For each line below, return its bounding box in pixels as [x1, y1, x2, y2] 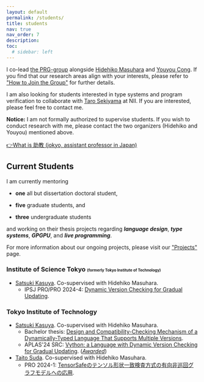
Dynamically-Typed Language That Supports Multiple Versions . [24, 335, 184, 342]
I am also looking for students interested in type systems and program [6, 90, 183, 98]
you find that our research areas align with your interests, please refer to [6, 72, 189, 80]
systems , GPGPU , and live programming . [6, 231, 112, 239]
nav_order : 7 [6, 32, 40, 38]
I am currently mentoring [6, 177, 69, 185]
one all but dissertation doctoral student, [15, 189, 118, 197]
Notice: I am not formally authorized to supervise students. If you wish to [6, 115, 191, 123]
